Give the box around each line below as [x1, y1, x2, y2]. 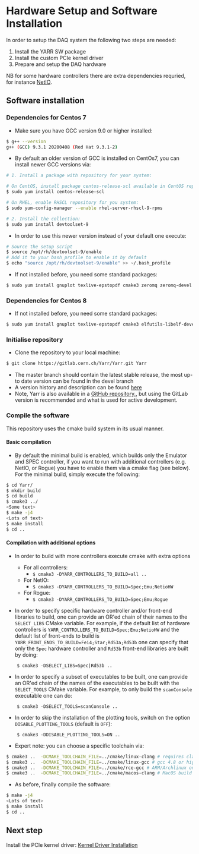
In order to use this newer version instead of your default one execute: [14, 232, 187, 239]
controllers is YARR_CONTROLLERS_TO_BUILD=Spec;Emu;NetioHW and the [14, 626, 179, 633]
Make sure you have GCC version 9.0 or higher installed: [14, 127, 153, 134]
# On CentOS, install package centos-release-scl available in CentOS [6, 183, 184, 190]
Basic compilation [6, 439, 52, 446]
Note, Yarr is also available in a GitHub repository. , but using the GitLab [14, 390, 188, 398]
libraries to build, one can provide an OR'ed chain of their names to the [14, 613, 188, 620]
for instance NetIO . [6, 78, 52, 86]
